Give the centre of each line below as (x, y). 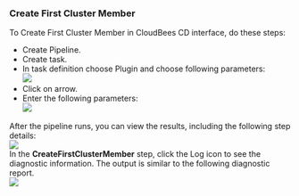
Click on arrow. (50, 89)
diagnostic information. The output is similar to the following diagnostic (140, 164)
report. (22, 173)
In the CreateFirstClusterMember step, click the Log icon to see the (135, 154)
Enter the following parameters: (80, 98)
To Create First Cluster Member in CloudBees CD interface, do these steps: (147, 33)
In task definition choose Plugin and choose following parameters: (144, 69)
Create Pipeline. (52, 50)
